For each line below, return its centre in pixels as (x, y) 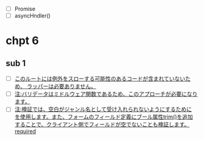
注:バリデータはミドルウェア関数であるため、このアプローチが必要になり (106, 94)
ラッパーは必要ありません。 (62, 86)
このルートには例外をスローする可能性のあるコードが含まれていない (100, 79)
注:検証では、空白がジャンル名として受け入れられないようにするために (103, 109)
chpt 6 (22, 41)
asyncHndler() (33, 16)
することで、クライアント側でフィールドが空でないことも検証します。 (102, 125)
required (25, 131)
